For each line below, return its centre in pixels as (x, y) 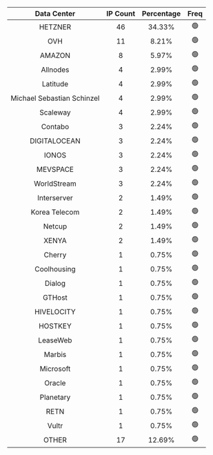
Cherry (55, 255)
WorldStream (55, 184)
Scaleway (55, 112)
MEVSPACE (55, 169)
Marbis (55, 354)
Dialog (55, 283)
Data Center (55, 13)
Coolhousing (55, 269)
